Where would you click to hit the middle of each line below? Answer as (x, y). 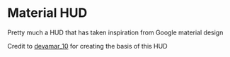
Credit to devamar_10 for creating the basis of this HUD (87, 46)
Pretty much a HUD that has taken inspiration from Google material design (115, 32)
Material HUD (47, 13)
